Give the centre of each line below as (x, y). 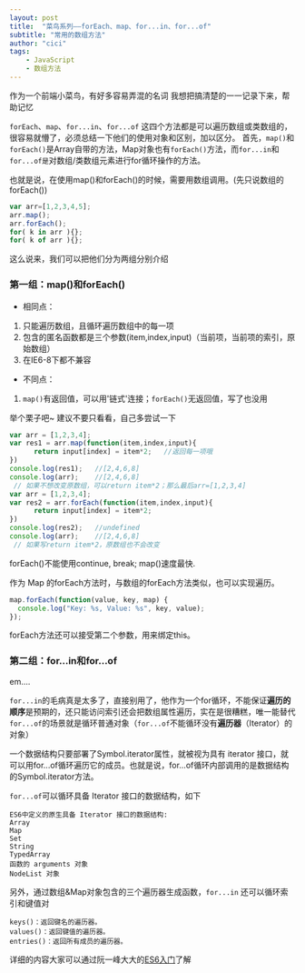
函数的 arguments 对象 (49, 864)
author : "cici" (38, 43)
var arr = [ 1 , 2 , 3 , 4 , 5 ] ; (50, 206)
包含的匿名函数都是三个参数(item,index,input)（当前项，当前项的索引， (155, 336)
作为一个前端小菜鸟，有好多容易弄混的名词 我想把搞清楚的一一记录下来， (146, 95)
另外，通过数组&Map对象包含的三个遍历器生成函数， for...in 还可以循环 (145, 891)
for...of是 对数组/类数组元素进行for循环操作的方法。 (108, 160)
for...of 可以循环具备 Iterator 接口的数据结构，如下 (105, 796)
